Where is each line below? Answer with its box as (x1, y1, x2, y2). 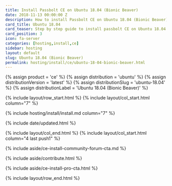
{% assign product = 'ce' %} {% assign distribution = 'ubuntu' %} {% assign (5, 74, 166, 80)
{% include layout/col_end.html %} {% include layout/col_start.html (5, 130, 147, 136)
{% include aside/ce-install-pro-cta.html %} (5, 165, 98, 172)
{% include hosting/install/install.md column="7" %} (5, 110, 115, 116)
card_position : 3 (5, 31, 42, 36)
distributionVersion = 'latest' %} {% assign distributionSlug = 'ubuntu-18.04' (5, 79, 165, 86)
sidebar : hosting (5, 46, 42, 51)
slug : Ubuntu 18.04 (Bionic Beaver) (5, 55, 83, 60)
